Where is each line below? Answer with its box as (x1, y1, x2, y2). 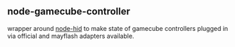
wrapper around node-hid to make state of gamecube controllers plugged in (7, 24, 229, 32)
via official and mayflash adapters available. (7, 32, 135, 40)
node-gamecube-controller (7, 6, 131, 18)
